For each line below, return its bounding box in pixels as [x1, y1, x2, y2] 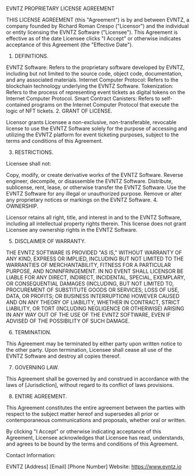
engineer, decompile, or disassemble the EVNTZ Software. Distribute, [6, 178, 173, 184]
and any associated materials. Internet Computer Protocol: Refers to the [6, 76, 179, 83]
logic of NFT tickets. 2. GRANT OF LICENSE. [6, 108, 113, 114]
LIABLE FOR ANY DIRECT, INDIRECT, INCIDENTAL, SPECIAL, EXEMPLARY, [6, 274, 186, 280]
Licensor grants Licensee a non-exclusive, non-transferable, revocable [6, 119, 177, 125]
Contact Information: [6, 452, 56, 458]
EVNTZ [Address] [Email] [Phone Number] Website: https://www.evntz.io [6, 463, 182, 470]
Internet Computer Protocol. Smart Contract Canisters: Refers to [6, 95, 161, 102]
